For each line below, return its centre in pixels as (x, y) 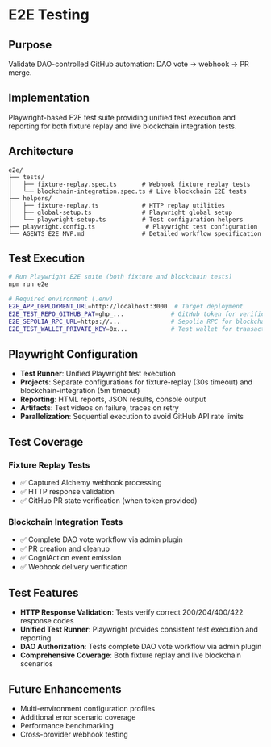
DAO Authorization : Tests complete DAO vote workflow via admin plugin (141, 647)
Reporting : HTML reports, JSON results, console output (113, 399)
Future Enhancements (65, 689)
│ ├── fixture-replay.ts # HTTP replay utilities (117, 205)
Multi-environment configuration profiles (88, 708)
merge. (20, 73)
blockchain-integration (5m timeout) (80, 391)
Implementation (49, 98)
